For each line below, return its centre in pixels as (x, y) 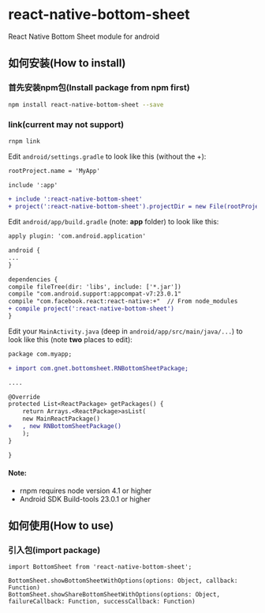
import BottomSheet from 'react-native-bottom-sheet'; (100, 567)
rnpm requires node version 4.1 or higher (86, 491)
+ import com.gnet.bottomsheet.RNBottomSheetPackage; (99, 368)
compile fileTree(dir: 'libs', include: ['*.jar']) (95, 287)
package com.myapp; (40, 354)
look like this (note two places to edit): (70, 339)
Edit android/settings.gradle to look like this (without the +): (107, 156)
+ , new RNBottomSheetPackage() (65, 427)
